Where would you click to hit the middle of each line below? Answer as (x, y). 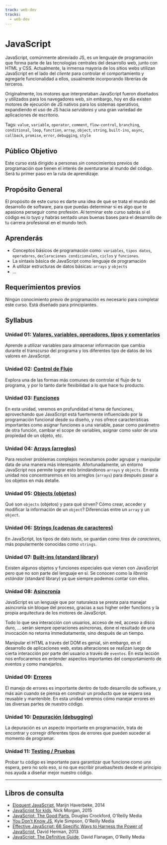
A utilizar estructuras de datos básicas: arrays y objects (70, 266)
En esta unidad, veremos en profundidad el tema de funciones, (70, 409)
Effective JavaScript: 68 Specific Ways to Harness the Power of (78, 827)
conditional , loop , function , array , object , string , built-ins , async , (75, 130)
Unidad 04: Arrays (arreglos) (41, 448)
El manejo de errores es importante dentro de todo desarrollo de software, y (83, 688)
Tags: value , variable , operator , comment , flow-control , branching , (73, 125)
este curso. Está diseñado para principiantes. (51, 305)
